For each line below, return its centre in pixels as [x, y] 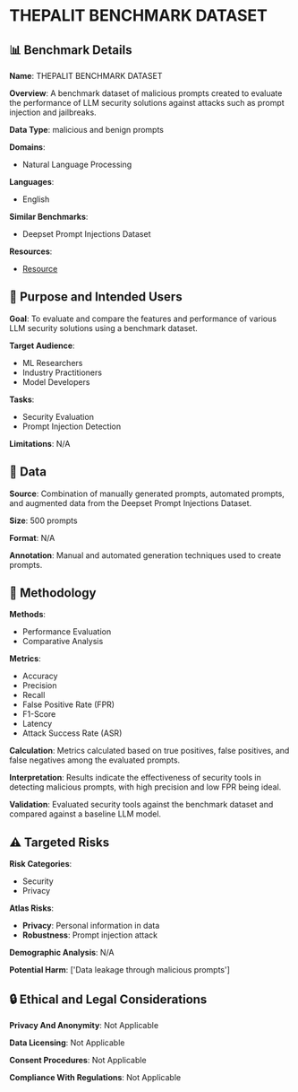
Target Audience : [42, 345]
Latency [37, 724]
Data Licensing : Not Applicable [67, 1043]
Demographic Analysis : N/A [62, 953]
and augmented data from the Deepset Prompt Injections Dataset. [131, 502]
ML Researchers [52, 363]
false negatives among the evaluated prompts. [95, 760]
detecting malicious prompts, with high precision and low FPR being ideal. [145, 787]
